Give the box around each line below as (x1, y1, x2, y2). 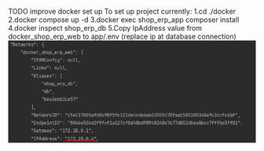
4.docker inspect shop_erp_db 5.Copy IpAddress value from (8, 24, 203, 32)
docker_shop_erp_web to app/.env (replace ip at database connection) (8, 31, 237, 41)
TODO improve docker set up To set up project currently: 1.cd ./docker (8, 7, 236, 16)
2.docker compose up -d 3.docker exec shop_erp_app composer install (8, 15, 240, 24)
